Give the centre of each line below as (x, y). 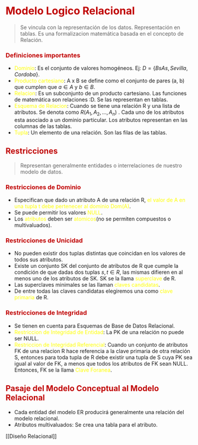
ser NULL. (26, 338)
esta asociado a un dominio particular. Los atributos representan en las (101, 120)
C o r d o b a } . (27, 75)
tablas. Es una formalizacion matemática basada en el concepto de (102, 33)
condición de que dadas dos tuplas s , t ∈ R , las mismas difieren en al (98, 272)
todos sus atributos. (39, 260)
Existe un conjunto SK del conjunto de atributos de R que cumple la (96, 266)
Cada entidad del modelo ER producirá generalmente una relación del (99, 412)
